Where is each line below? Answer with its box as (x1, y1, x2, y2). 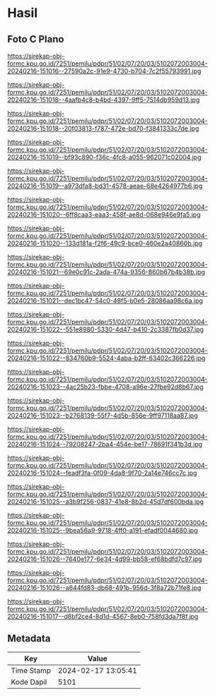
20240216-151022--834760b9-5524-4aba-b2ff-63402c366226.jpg (7, 354, 206, 362)
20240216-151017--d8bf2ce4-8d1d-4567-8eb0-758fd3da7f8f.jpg (7, 613, 199, 620)
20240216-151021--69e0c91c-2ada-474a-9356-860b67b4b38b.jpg (7, 268, 205, 276)
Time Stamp (11, 666, 52, 676)
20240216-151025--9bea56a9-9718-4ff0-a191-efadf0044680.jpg (7, 526, 198, 534)
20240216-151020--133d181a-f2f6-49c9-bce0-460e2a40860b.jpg (7, 239, 203, 247)
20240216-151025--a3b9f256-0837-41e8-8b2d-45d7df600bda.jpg (7, 497, 204, 506)
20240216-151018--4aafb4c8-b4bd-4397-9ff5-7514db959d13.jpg (7, 95, 200, 104)
